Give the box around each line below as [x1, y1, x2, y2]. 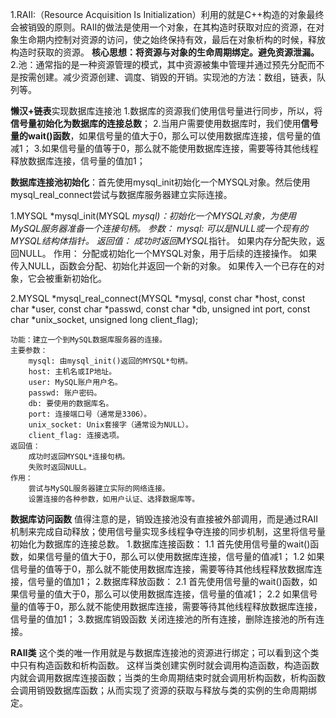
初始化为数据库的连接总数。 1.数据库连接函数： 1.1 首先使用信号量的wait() [10, 538, 311, 550]
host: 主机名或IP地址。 [28, 367, 117, 377]
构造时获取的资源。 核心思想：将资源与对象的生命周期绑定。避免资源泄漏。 [10, 46, 320, 58]
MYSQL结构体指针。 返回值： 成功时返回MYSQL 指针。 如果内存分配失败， [10, 235, 317, 247]
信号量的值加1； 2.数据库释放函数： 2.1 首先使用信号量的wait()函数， [27, 576, 309, 587]
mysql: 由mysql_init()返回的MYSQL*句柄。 [28, 356, 193, 366]
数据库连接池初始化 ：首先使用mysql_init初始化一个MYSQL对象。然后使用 [10, 176, 311, 188]
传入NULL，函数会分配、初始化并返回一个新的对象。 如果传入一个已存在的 [10, 260, 317, 272]
